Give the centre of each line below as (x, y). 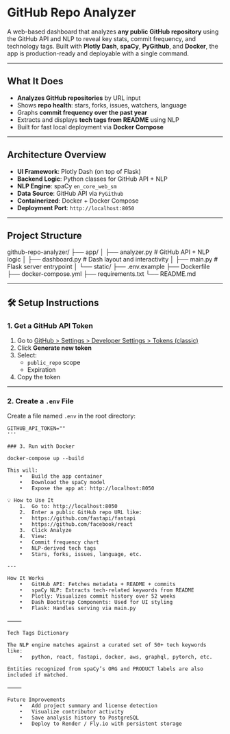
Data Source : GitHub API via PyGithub (70, 193)
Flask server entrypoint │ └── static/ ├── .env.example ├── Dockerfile (108, 267)
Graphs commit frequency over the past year (82, 112)
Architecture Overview (57, 155)
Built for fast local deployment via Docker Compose (90, 127)
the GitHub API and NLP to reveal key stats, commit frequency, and (102, 38)
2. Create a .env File (40, 401)
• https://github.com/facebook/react (76, 524)
